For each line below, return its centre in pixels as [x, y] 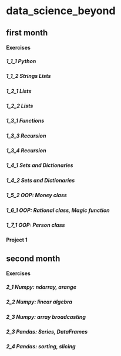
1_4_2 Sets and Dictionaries [41, 180]
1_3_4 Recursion [26, 151]
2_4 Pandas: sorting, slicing [41, 347]
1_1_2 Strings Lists [28, 76]
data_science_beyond [61, 11]
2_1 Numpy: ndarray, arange [41, 287]
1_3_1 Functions [25, 121]
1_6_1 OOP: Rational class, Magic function [58, 210]
